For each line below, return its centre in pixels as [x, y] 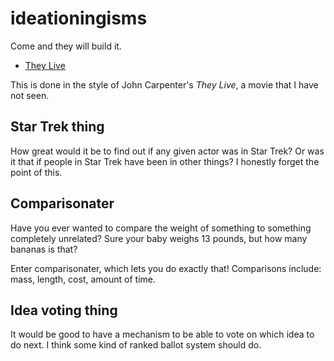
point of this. [36, 172]
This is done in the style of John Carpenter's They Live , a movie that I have [164, 84]
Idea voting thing [64, 310]
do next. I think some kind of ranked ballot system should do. [136, 345]
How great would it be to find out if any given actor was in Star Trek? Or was [167, 151]
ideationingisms [79, 18]
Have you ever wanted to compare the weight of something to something [161, 228]
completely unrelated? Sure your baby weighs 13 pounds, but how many [159, 238]
